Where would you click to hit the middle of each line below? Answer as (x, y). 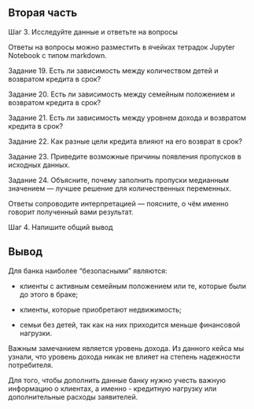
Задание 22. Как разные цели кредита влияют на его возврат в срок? (125, 141)
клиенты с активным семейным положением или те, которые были (133, 286)
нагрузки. (36, 333)
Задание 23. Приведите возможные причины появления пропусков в (125, 156)
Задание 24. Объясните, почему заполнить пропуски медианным (119, 180)
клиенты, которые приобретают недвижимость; (101, 309)
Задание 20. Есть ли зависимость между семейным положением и (122, 94)
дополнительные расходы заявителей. (73, 396)
